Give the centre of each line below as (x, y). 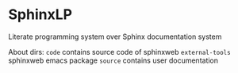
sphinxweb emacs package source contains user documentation (113, 60)
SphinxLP (40, 15)
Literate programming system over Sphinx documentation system (115, 36)
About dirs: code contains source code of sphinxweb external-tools (120, 52)
